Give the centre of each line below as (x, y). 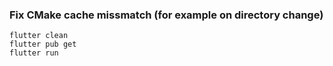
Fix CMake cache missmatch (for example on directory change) (166, 15)
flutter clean (39, 36)
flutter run (34, 53)
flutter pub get (43, 44)
